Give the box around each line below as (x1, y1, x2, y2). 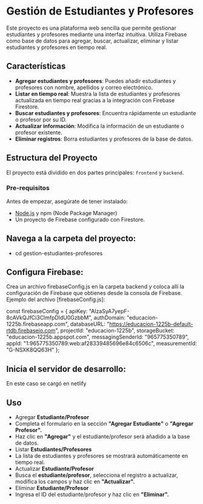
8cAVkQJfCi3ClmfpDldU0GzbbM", (6, 314, 93, 322)
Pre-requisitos (6, 184, 50, 192)
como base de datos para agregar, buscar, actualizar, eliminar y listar (6, 37, 179, 44)
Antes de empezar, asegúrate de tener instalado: (6, 197, 128, 205)
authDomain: (93, 314, 125, 322)
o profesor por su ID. (15, 116, 67, 123)
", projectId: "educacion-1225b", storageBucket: (55, 327, 175, 334)
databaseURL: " (70, 320, 110, 328)
